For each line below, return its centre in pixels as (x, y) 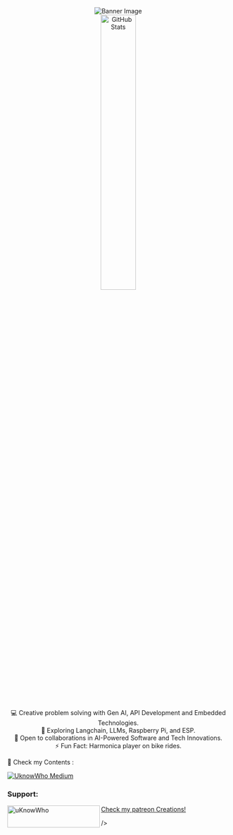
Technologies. (118, 723)
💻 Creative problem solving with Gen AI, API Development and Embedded (118, 713)
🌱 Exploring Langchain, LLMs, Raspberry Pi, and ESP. (118, 730)
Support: (23, 794)
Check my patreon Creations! (144, 810)
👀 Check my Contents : (40, 762)
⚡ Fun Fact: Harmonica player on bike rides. (118, 746)
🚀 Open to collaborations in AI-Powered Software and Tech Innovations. (118, 738)
